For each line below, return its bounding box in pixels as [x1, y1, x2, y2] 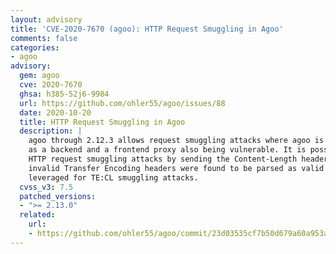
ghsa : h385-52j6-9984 [19, 89, 110, 99]
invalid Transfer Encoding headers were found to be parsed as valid [28, 163, 325, 173]
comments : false [10, 33, 78, 43]
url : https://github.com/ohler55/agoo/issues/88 [19, 98, 226, 108]
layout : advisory [10, 14, 83, 25]
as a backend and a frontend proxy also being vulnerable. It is [28, 145, 307, 155]
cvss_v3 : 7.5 [19, 182, 74, 192]
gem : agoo [19, 71, 60, 81]
